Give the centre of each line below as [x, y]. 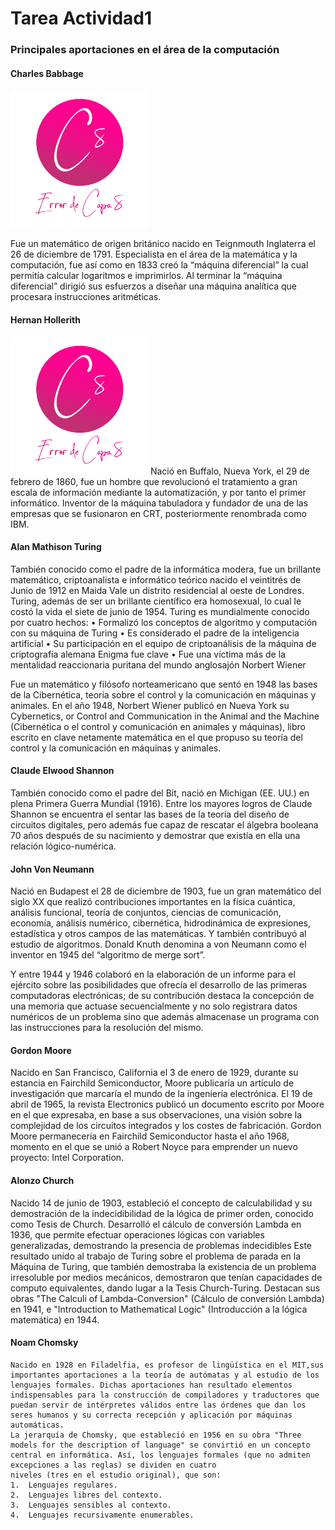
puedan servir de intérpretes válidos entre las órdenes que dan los [158, 1405]
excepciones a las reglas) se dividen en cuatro [113, 1465]
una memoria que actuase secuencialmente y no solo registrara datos [154, 1006]
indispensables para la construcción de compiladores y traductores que [165, 1395]
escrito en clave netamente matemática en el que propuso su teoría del [156, 737]
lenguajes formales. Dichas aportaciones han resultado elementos [151, 1385]
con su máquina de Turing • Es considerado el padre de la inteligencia [155, 633]
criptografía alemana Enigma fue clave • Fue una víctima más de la [148, 654]
